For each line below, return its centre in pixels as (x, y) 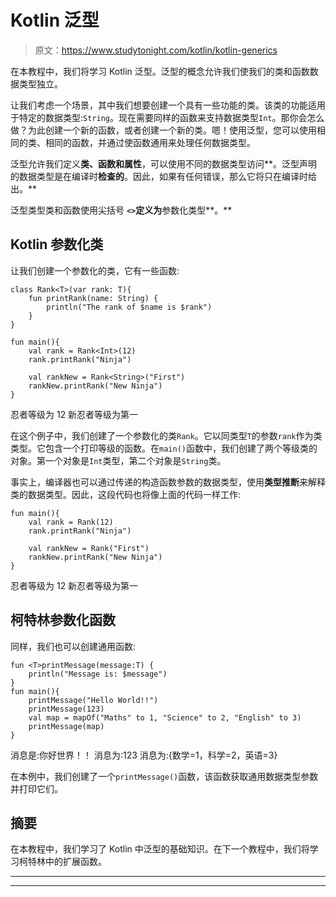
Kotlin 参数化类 (57, 244)
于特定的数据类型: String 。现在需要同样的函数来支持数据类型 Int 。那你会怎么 (167, 117)
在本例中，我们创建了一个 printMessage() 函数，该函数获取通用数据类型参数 (164, 776)
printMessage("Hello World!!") (93, 700)
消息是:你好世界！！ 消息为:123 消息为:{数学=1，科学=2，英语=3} (144, 755)
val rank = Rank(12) (71, 522)
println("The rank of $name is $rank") (129, 307)
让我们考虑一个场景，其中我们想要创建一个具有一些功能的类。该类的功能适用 (168, 105)
